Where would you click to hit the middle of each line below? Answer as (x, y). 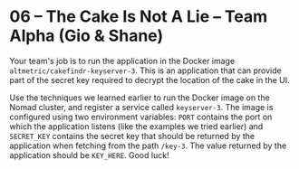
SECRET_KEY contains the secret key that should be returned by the (132, 136)
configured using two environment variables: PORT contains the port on (141, 117)
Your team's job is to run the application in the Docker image (122, 61)
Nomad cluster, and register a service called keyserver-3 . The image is (141, 107)
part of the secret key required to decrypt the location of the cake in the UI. (149, 80)
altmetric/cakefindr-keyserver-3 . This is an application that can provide (146, 70)
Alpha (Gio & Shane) (87, 36)
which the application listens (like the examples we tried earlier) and (136, 126)
